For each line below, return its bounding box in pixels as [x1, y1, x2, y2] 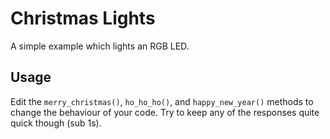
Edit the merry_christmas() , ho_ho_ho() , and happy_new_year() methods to [10, 95, 314, 107]
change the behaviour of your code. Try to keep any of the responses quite [10, 106, 320, 118]
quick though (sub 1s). [10, 117, 102, 129]
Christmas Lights [10, 7, 156, 30]
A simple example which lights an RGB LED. [10, 40, 190, 52]
